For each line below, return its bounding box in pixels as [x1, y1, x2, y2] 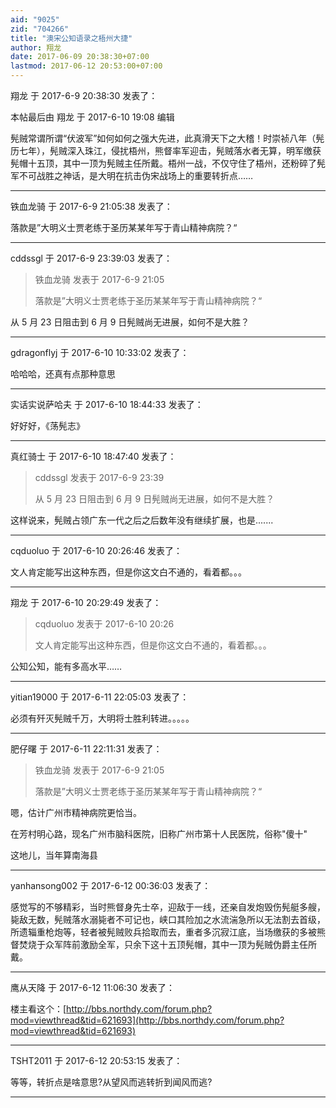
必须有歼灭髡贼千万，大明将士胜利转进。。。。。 [10, 712, 195, 724]
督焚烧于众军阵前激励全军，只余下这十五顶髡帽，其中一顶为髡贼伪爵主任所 [10, 939, 317, 950]
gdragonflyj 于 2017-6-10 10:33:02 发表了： [10, 347, 190, 358]
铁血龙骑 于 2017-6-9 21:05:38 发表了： [10, 201, 173, 212]
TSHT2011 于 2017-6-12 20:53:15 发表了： [10, 1055, 183, 1066]
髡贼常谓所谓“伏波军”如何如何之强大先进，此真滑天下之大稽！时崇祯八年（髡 [10, 132, 325, 144]
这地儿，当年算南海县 [10, 849, 98, 861]
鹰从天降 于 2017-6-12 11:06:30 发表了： [10, 982, 175, 993]
